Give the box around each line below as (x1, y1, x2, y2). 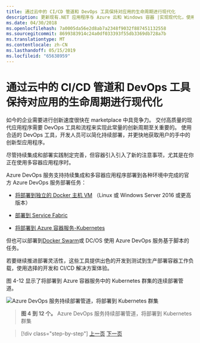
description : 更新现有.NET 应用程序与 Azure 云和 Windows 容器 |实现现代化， (6, 14, 186, 20)
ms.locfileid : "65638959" (6, 53, 70, 59)
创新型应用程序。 (6, 138, 48, 146)
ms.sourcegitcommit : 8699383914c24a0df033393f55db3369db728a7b (6, 31, 167, 37)
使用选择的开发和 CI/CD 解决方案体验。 (16, 264, 113, 272)
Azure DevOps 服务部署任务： (12, 179, 87, 186)
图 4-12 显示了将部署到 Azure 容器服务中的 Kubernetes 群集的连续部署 (6, 277, 179, 284)
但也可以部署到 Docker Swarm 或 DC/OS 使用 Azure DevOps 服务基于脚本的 (6, 236, 189, 244)
